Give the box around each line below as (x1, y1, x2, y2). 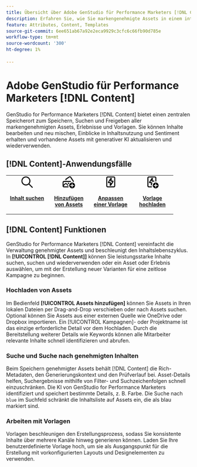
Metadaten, (6, 371, 34, 378)
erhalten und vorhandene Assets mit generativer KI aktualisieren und (6, 136, 172, 143)
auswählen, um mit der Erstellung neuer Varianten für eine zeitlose (6, 265, 167, 273)
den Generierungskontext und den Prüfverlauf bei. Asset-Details (35, 371, 191, 378)
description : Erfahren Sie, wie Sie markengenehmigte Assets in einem (6, 15, 182, 22)
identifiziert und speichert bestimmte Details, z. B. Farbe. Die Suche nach (6, 390, 183, 397)
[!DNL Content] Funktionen (6, 225, 107, 235)
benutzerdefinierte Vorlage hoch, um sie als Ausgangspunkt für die (6, 443, 168, 450)
